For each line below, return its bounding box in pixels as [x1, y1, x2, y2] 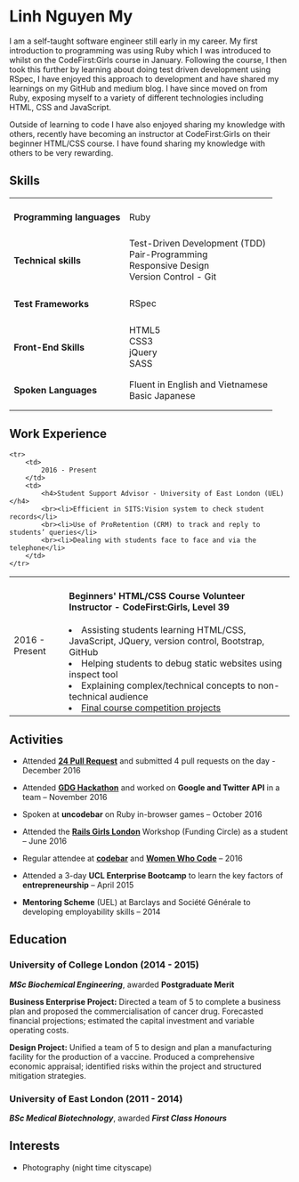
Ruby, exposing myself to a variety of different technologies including [9, 92, 264, 103]
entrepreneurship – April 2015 [21, 879, 134, 890]
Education [9, 932, 68, 947]
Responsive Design [128, 260, 210, 272]
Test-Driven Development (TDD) [128, 238, 267, 250]
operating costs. [9, 1024, 69, 1035]
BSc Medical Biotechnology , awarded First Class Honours [9, 1113, 227, 1123]
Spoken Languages [13, 385, 98, 397]
